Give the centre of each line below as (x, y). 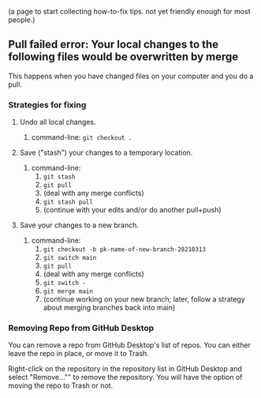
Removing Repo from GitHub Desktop (81, 329)
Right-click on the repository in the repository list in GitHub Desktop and (125, 369)
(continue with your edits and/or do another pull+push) (132, 210)
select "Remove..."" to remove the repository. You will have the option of (125, 377)
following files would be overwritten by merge (123, 57)
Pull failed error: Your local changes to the (114, 45)
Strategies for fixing (47, 104)
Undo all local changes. (58, 122)
